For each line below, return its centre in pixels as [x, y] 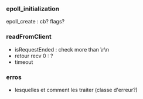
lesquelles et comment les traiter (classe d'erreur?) [76, 90]
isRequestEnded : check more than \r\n [62, 49]
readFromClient [29, 37]
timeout [24, 62]
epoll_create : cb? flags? [35, 22]
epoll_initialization [33, 9]
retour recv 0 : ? [34, 56]
